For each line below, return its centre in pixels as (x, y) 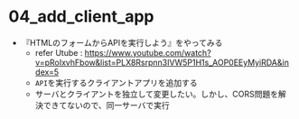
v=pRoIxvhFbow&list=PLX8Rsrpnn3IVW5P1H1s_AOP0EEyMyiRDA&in (162, 62)
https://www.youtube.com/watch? (148, 52)
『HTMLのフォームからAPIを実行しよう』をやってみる (122, 42)
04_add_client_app (81, 17)
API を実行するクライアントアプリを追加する (116, 82)
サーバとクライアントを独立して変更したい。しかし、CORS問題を (157, 94)
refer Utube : (59, 52)
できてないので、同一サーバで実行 (106, 105)
